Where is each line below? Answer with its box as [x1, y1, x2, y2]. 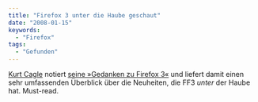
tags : [8, 41, 26, 49]
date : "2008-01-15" [8, 19, 73, 27]
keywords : [8, 26, 41, 34]
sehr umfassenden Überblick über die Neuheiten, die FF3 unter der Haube [8, 78, 251, 87]
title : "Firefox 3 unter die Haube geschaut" [8, 11, 161, 20]
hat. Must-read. [8, 86, 59, 95]
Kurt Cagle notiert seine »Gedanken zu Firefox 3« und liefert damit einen [8, 70, 245, 78]
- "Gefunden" [15, 48, 59, 56]
